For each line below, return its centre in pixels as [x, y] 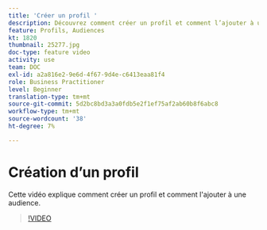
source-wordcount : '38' [48, 119]
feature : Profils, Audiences [56, 30]
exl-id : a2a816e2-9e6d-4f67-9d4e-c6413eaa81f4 [87, 75]
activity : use [32, 60]
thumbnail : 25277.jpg [44, 45]
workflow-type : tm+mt [44, 112]
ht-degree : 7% [32, 126]
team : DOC [25, 67]
